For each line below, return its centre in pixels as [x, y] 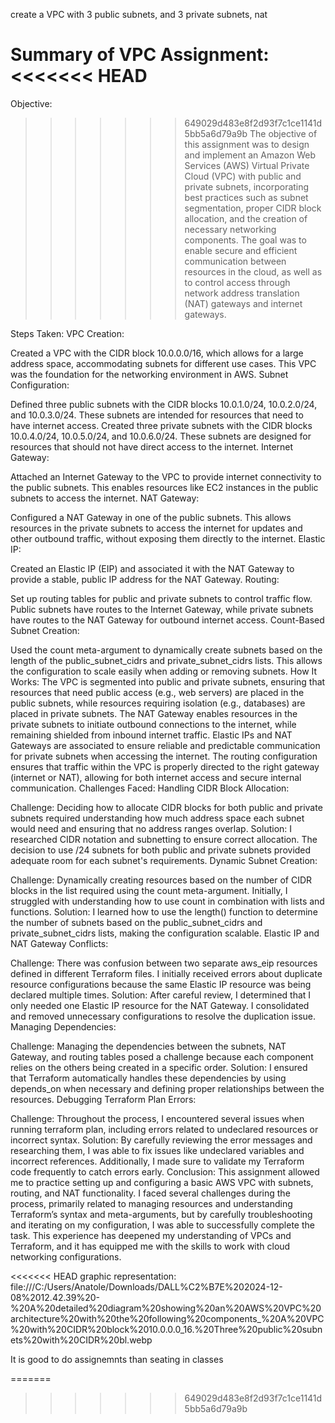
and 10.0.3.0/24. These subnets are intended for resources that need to [157, 415]
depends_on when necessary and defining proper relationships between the [167, 1088]
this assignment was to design [247, 144]
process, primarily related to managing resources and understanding [151, 1203]
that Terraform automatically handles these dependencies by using [148, 1078]
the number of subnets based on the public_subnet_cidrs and [136, 922]
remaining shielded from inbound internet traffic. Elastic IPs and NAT [151, 735]
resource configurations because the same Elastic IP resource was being [161, 984]
